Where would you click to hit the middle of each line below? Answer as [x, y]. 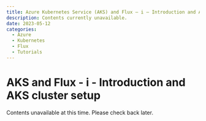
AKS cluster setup [54, 95]
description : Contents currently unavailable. [67, 18]
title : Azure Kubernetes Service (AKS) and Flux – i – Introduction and [101, 12]
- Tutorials [27, 52]
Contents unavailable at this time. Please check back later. [80, 112]
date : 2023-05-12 [29, 23]
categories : [21, 29]
